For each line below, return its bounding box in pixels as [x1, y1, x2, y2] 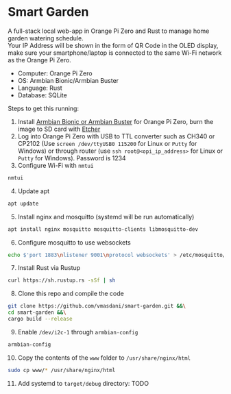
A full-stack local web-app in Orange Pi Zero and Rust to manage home [8, 27, 210, 35]
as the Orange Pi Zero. [8, 56, 71, 64]
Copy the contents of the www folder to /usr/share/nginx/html [17, 354, 191, 362]
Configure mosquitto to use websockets [17, 238, 131, 247]
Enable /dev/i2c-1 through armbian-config [17, 328, 138, 336]
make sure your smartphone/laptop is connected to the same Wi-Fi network [8, 49, 222, 57]
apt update [8, 200, 39, 207]
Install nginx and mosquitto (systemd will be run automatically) [17, 212, 195, 221]
